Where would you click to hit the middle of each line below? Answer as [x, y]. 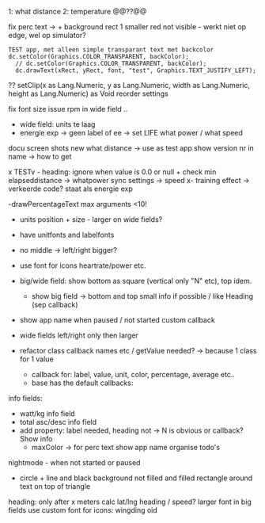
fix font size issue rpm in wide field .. [68, 109]
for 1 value [36, 359]
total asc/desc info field [58, 422]
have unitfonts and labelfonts [67, 235]
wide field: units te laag [57, 124]
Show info [36, 439]
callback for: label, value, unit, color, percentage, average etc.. [133, 374]
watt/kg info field [47, 414]
